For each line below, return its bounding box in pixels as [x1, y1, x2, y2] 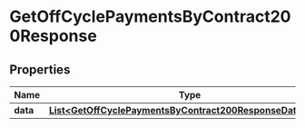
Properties [9, 62, 71, 77]
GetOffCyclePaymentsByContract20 [9, 6, 291, 27]
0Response [9, 25, 97, 46]
